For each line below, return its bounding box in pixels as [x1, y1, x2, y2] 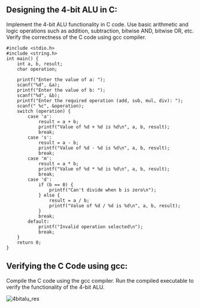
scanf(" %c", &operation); [17, 103, 84, 109]
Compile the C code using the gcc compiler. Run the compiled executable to [6, 277, 194, 284]
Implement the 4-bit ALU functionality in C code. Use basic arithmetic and [6, 20, 189, 28]
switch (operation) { [17, 108, 71, 114]
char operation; [17, 66, 58, 72]
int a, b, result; [17, 61, 63, 67]
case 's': [28, 134, 52, 140]
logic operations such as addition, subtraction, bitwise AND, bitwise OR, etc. [6, 27, 194, 34]
